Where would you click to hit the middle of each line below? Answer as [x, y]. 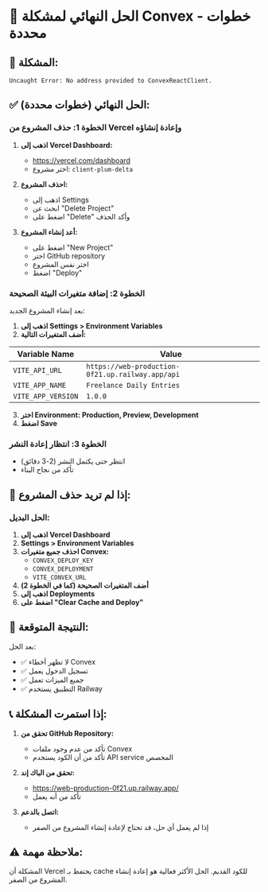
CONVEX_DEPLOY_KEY [63, 560]
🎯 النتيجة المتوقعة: [49, 627]
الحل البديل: [29, 518]
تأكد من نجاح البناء [47, 470]
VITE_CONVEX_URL [59, 577]
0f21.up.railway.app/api [133, 374]
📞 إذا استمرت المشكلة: [58, 714]
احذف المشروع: [44, 184]
